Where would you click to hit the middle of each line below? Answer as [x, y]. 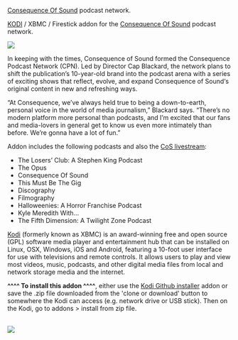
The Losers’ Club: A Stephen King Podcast [80, 160]
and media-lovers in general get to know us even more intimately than [109, 125]
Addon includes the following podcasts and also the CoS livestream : [107, 146]
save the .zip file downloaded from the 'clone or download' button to [108, 293]
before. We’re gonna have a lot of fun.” [64, 133]
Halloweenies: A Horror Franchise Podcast [80, 205]
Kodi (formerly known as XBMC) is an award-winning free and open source [117, 234]
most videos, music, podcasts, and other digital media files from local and [115, 264]
